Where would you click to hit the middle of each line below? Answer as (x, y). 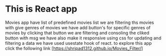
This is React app (41, 9)
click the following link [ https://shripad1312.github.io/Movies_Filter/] (74, 48)
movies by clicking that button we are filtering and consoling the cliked (77, 33)
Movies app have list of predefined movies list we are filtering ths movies (80, 22)
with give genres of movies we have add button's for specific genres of (78, 27)
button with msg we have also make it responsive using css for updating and (83, 38)
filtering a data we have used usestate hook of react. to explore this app (79, 43)
